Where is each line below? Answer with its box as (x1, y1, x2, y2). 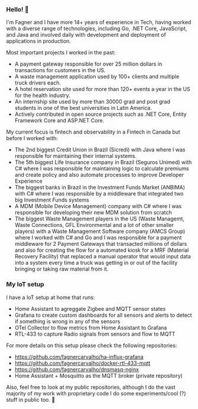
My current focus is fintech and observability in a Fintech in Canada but (6, 128, 180, 135)
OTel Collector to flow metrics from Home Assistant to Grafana (14, 324, 167, 331)
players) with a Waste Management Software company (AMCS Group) (14, 228, 186, 235)
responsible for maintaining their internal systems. (14, 152, 137, 160)
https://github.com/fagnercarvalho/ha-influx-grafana (14, 353, 144, 360)
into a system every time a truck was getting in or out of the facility (14, 259, 178, 267)
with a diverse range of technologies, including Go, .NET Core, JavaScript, (6, 25, 187, 32)
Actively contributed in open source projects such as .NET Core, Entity (14, 111, 187, 118)
